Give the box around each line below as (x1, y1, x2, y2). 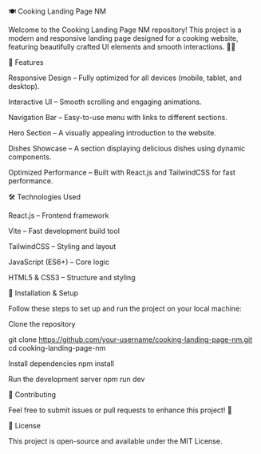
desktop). (8, 82, 40, 90)
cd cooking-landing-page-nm (8, 344, 106, 352)
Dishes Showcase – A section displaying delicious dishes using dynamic (8, 143, 246, 153)
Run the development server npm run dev (8, 375, 145, 384)
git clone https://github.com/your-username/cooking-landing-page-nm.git (8, 335, 253, 344)
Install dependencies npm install (8, 359, 114, 368)
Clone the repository (8, 319, 76, 328)
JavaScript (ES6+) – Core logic (8, 257, 110, 267)
